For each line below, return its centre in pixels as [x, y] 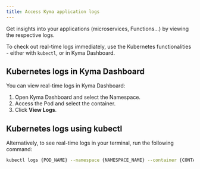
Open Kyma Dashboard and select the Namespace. [78, 97]
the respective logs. [30, 35]
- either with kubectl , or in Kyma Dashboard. [61, 53]
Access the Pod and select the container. [65, 104]
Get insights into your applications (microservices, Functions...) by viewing [98, 29]
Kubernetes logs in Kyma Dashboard [75, 72]
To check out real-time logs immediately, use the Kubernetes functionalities [99, 46]
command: [19, 149]
